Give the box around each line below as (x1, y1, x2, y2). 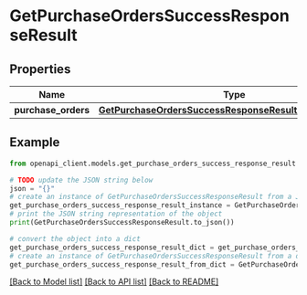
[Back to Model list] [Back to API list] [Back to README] (9, 276, 219, 288)
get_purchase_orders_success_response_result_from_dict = (9, 259, 235, 269)
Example (9, 134, 60, 151)
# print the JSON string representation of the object (9, 209, 223, 219)
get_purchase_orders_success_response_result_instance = (9, 201, 231, 210)
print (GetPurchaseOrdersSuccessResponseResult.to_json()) (9, 218, 235, 227)
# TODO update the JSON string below (9, 175, 153, 184)
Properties (9, 61, 71, 77)
